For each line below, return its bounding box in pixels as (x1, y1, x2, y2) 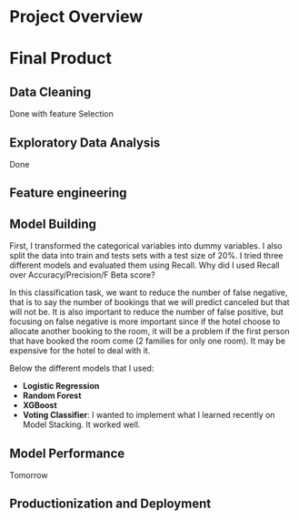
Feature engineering (9, 185, 127, 201)
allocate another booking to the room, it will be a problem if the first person (9, 326, 290, 337)
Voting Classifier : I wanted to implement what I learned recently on (22, 410, 275, 421)
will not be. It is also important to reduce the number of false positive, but (9, 307, 284, 318)
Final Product (9, 48, 112, 69)
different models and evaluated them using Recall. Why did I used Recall (9, 260, 280, 270)
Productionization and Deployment (9, 496, 212, 512)
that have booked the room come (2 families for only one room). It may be (9, 335, 286, 347)
